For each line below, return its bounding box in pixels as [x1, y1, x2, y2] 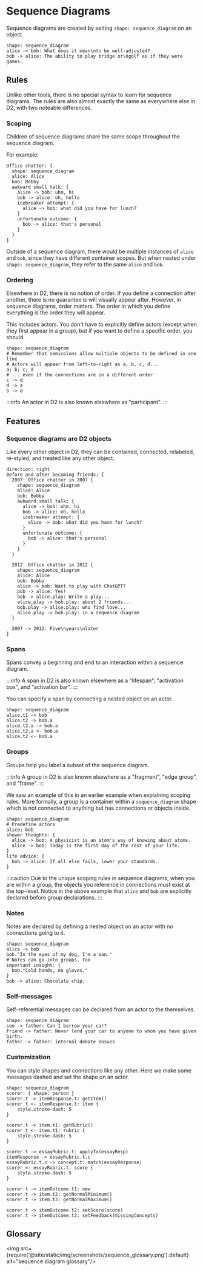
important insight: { [6, 962, 61, 968]
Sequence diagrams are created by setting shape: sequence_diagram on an [6, 24, 192, 32]
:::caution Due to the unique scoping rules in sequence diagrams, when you [6, 874, 195, 881]
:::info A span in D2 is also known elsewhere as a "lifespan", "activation [6, 677, 184, 684]
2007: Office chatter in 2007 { [12, 477, 94, 483]
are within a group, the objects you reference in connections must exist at [6, 881, 190, 888]
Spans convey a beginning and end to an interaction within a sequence [6, 659, 184, 666]
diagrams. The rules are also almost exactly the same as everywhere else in [6, 97, 196, 104]
